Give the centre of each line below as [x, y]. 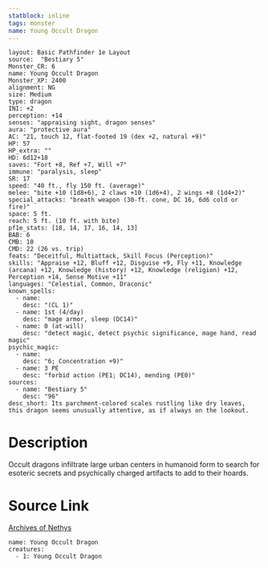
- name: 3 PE [37, 369]
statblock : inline [39, 16]
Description [48, 442]
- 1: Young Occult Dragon [59, 557]
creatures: [26, 550]
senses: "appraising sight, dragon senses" [82, 123]
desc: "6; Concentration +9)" [73, 362]
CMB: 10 [21, 242]
